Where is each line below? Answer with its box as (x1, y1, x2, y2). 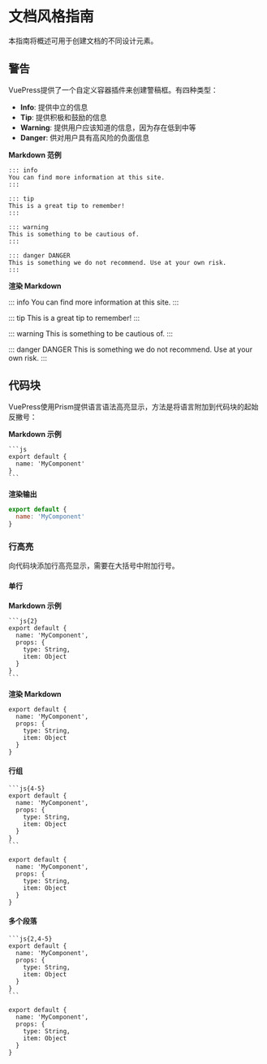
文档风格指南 (8, 7, 95, 26)
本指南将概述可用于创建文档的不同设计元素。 (8, 36, 158, 45)
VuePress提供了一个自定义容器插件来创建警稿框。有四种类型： (8, 84, 219, 94)
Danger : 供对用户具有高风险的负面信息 (19, 132, 150, 142)
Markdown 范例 (8, 149, 62, 159)
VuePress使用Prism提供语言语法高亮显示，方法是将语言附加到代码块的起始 (8, 401, 259, 411)
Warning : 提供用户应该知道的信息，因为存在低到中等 (19, 123, 196, 132)
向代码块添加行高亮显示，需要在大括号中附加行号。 (8, 561, 179, 571)
